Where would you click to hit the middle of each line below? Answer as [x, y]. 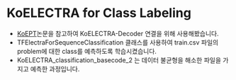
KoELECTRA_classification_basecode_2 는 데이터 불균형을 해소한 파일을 [119, 60]
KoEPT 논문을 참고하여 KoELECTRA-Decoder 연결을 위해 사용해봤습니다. [118, 33]
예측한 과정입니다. [55, 69]
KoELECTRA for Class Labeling [99, 13]
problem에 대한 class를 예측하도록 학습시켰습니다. [87, 51]
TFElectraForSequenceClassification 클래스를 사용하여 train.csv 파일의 [118, 42]
